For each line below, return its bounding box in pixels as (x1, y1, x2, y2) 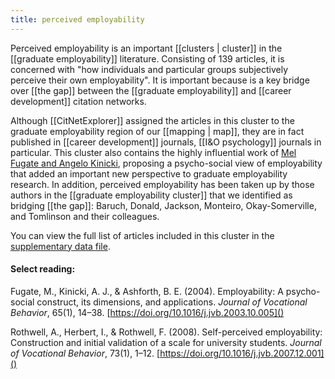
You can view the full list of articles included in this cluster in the (10, 229, 275, 241)
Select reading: (10, 263, 76, 275)
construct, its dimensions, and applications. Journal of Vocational (36, 296, 308, 308)
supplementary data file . (10, 240, 111, 252)
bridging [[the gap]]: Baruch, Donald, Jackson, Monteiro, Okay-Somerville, (10, 199, 317, 211)
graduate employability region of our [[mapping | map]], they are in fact (10, 125, 305, 137)
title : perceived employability (10, 14, 145, 25)
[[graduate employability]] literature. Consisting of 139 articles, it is (10, 52, 285, 65)
